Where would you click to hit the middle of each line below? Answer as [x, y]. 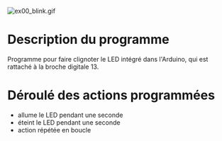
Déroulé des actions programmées [111, 95]
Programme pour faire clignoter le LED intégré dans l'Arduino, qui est [108, 59]
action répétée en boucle [54, 130]
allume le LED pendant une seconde [70, 115]
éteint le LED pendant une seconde [69, 122]
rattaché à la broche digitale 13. [53, 67]
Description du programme [88, 40]
